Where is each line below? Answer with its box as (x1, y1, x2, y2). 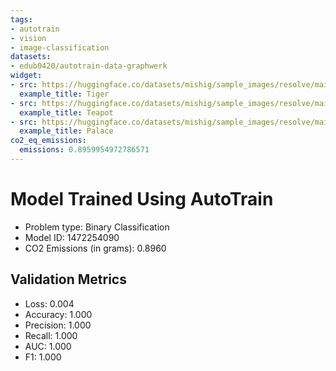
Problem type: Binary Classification (24, 221, 170, 233)
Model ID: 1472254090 (24, 231, 120, 243)
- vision (10, 33, 47, 43)
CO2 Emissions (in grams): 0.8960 (24, 242, 167, 254)
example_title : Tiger (19, 89, 110, 99)
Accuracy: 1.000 (24, 308, 93, 320)
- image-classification (10, 42, 110, 53)
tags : (10, 14, 33, 25)
